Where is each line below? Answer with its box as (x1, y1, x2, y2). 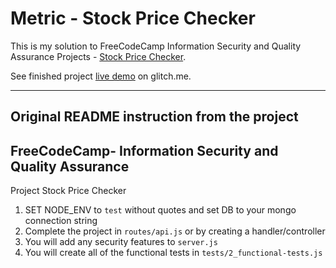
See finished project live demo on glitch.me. (10, 70, 192, 82)
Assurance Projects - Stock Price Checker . (10, 50, 187, 62)
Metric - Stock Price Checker (10, 7, 256, 30)
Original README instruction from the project (10, 108, 299, 126)
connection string (24, 215, 98, 227)
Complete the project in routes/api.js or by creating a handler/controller (24, 225, 326, 237)
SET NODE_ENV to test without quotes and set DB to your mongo (24, 204, 297, 216)
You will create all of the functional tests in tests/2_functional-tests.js (24, 247, 323, 259)
